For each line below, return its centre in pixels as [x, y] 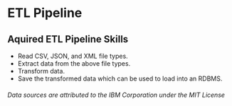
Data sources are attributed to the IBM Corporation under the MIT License [116, 95]
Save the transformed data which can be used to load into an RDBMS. [120, 78]
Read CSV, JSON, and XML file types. [73, 56]
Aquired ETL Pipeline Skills [68, 39]
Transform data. [41, 71]
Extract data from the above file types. [74, 64]
